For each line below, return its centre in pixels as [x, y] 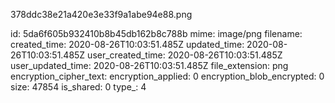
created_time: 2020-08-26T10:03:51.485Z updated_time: [127, 44]
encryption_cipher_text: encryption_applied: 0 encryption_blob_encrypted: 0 [167, 76]
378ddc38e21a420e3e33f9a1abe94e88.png [101, 14]
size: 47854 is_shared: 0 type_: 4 [78, 87]
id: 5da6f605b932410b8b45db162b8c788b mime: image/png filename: [156, 33]
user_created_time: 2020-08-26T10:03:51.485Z [185, 55]
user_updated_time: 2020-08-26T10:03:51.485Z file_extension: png [149, 65]
